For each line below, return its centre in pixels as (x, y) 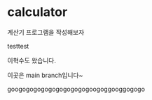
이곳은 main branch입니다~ (45, 75)
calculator (37, 12)
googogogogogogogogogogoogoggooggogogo (76, 89)
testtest (18, 46)
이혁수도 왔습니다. (32, 60)
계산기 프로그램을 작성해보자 (46, 32)
